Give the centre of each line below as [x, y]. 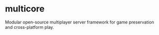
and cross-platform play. [30, 27]
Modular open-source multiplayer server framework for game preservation [79, 22]
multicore [25, 9]
